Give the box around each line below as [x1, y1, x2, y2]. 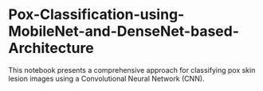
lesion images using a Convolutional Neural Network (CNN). [8, 74, 205, 83]
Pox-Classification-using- [8, 6, 185, 24]
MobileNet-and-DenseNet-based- [8, 22, 239, 40]
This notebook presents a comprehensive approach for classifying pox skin [8, 65, 256, 74]
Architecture [8, 40, 94, 57]
